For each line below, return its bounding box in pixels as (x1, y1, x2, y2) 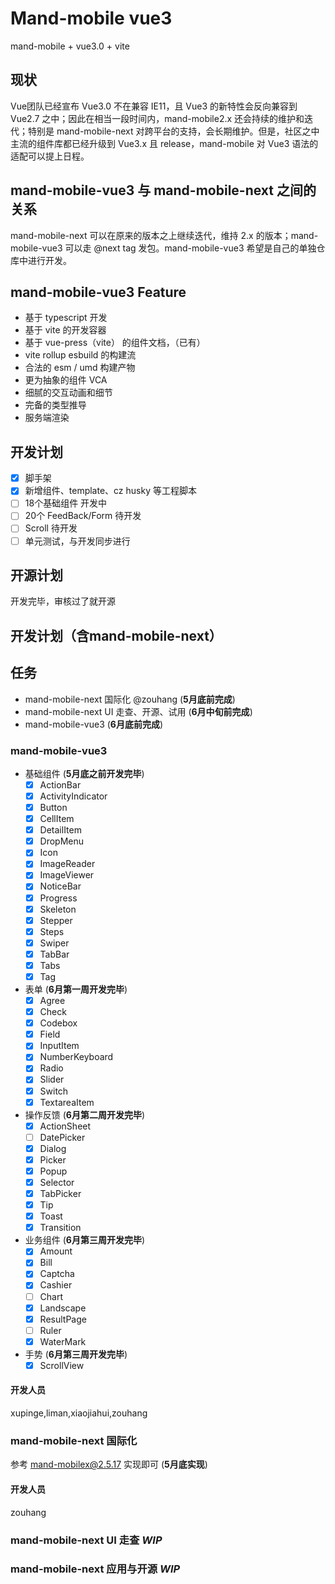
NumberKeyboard (39, 1051, 114, 1063)
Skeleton (39, 903, 77, 915)
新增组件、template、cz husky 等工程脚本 (24, 485, 197, 497)
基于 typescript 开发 (24, 312, 108, 324)
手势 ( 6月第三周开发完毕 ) (24, 1348, 128, 1360)
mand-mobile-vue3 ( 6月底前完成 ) (24, 718, 164, 730)
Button (39, 802, 68, 813)
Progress (39, 892, 78, 904)
